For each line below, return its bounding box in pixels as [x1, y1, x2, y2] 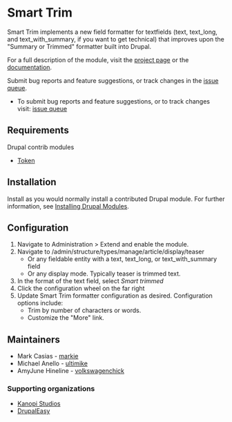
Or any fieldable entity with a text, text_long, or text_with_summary [27, 255, 217, 263]
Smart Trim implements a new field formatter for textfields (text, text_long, [7, 28, 217, 36]
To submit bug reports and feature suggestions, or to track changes [17, 97, 211, 105]
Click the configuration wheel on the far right [17, 285, 145, 293]
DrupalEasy [17, 407, 50, 415]
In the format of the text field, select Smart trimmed [17, 277, 164, 285]
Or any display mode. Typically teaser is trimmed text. [27, 269, 181, 278]
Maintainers [7, 334, 61, 345]
